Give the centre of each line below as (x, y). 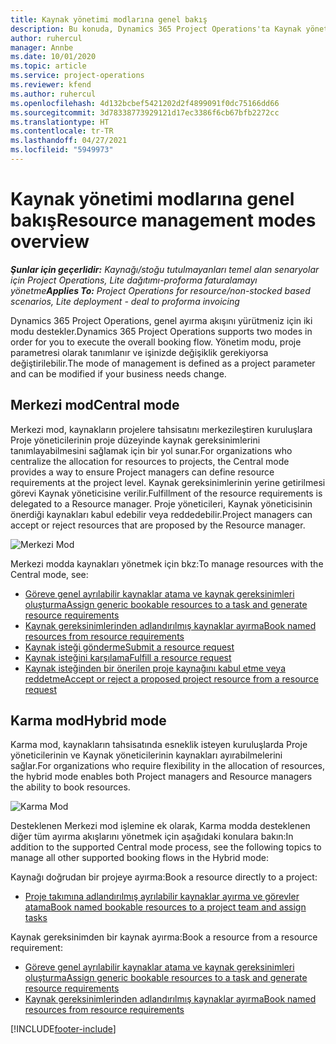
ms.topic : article (48, 66)
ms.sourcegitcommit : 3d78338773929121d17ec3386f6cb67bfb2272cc (145, 112)
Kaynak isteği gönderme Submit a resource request (129, 647)
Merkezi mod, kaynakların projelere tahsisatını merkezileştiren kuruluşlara (161, 429)
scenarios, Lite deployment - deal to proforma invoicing (125, 301)
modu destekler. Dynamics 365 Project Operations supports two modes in (161, 331)
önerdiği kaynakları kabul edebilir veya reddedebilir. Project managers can (161, 514)
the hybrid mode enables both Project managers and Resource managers (161, 777)
